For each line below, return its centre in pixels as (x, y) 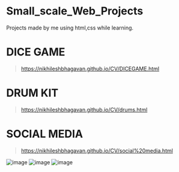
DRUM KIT (32, 93)
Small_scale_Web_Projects (75, 11)
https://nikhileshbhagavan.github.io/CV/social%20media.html (97, 150)
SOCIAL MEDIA (44, 134)
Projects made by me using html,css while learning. (70, 28)
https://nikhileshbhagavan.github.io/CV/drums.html (84, 109)
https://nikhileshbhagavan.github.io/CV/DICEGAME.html (90, 69)
